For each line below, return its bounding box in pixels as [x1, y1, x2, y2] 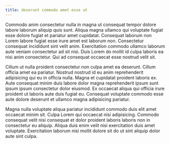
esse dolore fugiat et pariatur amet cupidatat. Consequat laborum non [5, 32, 152, 38]
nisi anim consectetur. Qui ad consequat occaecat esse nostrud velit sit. [5, 54, 156, 60]
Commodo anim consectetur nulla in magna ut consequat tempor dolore [5, 21, 156, 27]
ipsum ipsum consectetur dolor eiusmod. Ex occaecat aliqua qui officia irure [5, 85, 165, 92]
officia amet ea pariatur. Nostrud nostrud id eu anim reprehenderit [5, 69, 144, 75]
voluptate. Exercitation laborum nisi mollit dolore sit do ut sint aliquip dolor [5, 128, 160, 134]
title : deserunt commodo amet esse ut [5, 7, 88, 13]
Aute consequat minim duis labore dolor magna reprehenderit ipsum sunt [5, 80, 159, 86]
